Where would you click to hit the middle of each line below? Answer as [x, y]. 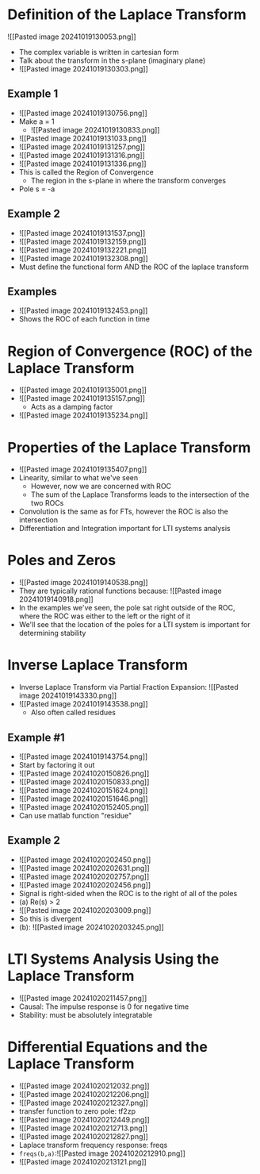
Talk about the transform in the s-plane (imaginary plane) [112, 60]
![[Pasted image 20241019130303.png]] [83, 68]
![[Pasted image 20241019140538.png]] [83, 583]
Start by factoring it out [57, 764]
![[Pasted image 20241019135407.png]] [83, 469]
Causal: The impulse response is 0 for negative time [104, 1007]
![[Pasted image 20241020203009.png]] [85, 910]
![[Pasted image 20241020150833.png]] [84, 781]
